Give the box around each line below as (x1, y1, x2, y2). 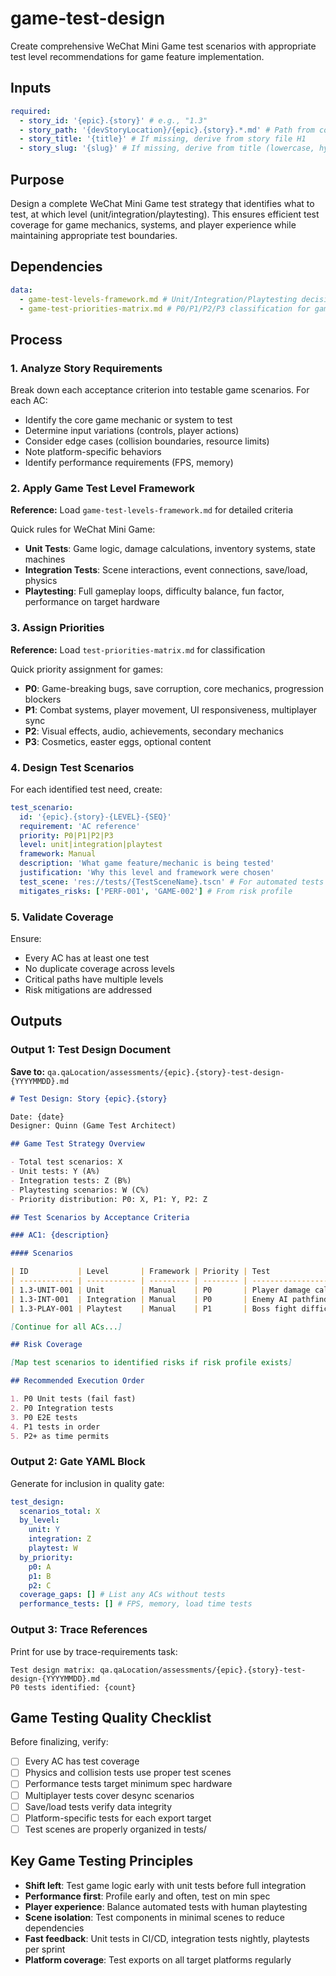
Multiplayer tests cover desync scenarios (24, 1789, 195, 1801)
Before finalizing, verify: (10, 1736, 109, 1748)
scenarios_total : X (19, 1506, 101, 1516)
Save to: (10, 1065, 46, 1077)
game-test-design (10, 7, 166, 30)
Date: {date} (10, 1112, 65, 1122)
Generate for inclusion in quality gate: (10, 1477, 165, 1489)
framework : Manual (19, 849, 97, 859)
